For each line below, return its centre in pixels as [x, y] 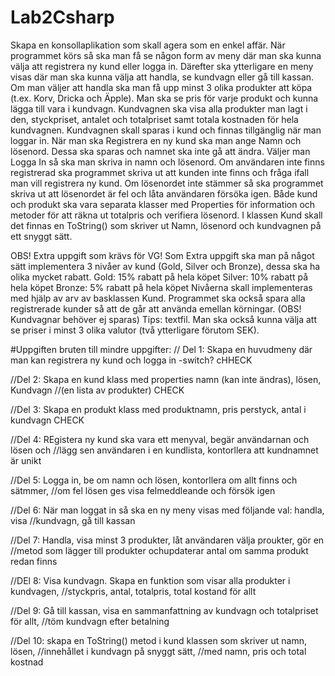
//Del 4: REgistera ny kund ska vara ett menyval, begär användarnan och [160, 439]
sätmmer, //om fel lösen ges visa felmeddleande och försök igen [143, 490]
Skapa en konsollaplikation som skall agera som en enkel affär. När [148, 45]
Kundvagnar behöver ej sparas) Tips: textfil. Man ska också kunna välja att [163, 319]
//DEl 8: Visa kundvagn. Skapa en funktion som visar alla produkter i [150, 580]
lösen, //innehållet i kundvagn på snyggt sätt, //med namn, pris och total [158, 651]
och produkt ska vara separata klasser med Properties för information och [163, 204]
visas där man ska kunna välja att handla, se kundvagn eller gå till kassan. [162, 77]
